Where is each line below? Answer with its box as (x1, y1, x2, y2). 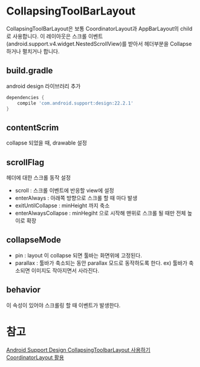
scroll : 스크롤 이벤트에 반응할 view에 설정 (15, 187, 115, 194)
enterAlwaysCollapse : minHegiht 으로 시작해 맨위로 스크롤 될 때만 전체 (15, 210, 186, 216)
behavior (6, 285, 41, 295)
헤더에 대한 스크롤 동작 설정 (6, 174, 71, 181)
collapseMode (6, 235, 62, 245)
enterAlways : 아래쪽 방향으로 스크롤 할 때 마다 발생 (15, 195, 138, 201)
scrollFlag (6, 157, 44, 167)
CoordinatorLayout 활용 (6, 354, 65, 361)
